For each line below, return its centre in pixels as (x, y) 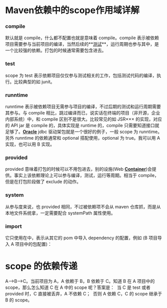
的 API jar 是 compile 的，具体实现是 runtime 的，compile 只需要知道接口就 (82, 126)
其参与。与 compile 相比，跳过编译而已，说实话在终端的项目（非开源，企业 (83, 113)
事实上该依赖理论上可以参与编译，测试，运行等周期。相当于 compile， (87, 175)
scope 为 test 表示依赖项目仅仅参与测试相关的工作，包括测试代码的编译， (81, 75)
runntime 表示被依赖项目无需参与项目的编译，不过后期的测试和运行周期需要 (83, 107)
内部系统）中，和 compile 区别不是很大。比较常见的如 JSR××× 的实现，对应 (83, 119)
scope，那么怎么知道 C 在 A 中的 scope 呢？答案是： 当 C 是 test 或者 (78, 287)
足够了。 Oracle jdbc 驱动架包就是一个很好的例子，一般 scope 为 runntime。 (84, 132)
